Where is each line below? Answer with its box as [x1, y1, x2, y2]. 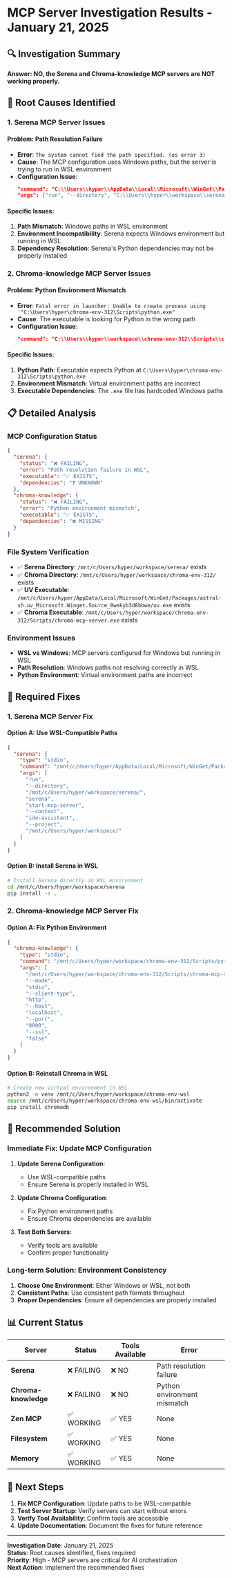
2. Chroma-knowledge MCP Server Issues [7, 269, 151, 278]
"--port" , [25, 1016, 54, 1023]
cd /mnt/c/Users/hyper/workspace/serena [7, 883, 126, 891]
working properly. [7, 77, 60, 85]
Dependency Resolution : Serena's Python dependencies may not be [17, 244, 214, 253]
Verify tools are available [27, 1241, 98, 1249]
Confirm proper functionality [27, 1248, 109, 1257]
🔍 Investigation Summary [7, 48, 121, 59]
